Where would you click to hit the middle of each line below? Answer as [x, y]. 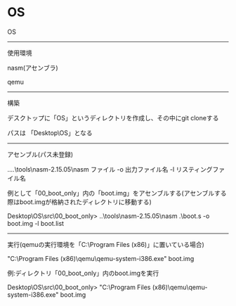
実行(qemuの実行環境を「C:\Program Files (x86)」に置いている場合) [106, 244]
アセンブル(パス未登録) [40, 154]
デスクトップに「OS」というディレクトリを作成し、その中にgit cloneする [113, 117]
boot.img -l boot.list [36, 223]
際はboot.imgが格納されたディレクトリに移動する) [80, 202]
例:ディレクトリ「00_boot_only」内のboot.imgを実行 [83, 273]
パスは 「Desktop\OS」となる [50, 133]
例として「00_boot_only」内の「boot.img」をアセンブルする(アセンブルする [117, 193]
